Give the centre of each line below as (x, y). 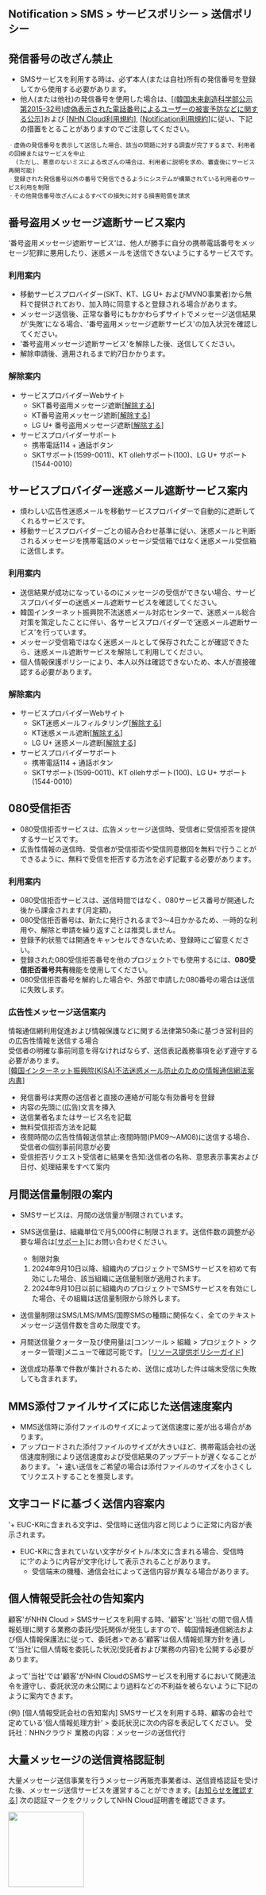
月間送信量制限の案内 (60, 1194)
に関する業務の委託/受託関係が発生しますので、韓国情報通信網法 (135, 1629)
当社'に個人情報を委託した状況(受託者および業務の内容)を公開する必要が (135, 1649)
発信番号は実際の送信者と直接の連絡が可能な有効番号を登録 (117, 1098)
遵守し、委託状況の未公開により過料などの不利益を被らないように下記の (140, 1685)
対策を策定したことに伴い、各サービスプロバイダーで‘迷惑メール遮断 (132, 622)
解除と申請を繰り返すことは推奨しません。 (110, 930)
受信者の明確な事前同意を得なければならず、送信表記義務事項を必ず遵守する (133, 1051)
